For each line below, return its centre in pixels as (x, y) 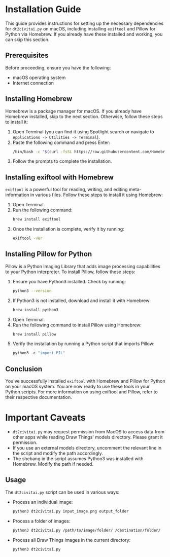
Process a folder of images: (41, 521)
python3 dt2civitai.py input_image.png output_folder (71, 511)
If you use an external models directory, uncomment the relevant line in (87, 448)
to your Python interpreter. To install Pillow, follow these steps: (70, 272)
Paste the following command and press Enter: (61, 142)
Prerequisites (27, 55)
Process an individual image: (43, 502)
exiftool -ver (27, 238)
